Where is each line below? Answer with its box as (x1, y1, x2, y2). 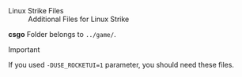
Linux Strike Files (8, 6, 64, 15)
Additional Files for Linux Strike (28, 14, 130, 24)
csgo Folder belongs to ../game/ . (8, 30, 116, 38)
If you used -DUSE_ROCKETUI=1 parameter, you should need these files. (8, 60, 235, 69)
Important (8, 45, 40, 54)
